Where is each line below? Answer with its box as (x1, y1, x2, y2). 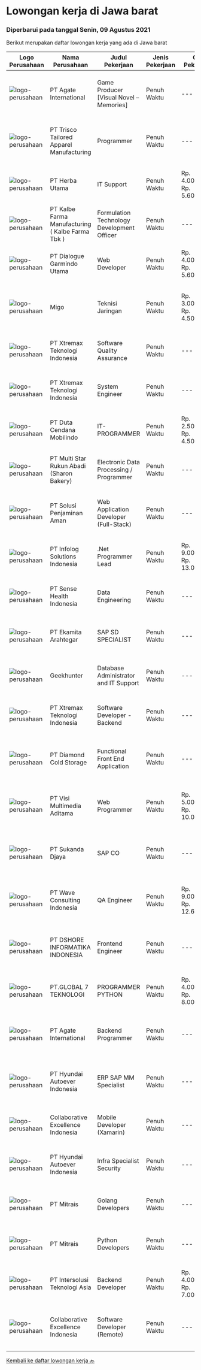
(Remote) (97, 1330, 124, 1339)
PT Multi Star (50, 454, 87, 462)
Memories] (97, 101, 128, 109)
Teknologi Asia (50, 1283, 92, 1292)
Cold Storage (50, 758, 87, 767)
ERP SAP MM (97, 1073, 135, 1082)
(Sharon (50, 469, 73, 477)
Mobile (97, 1113, 117, 1121)
